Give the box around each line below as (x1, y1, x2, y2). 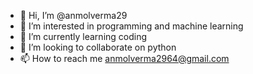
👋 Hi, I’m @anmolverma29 (19, 10, 128, 21)
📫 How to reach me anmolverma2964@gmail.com (19, 53, 230, 64)
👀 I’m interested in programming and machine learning (19, 20, 244, 32)
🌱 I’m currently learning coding (19, 31, 148, 42)
